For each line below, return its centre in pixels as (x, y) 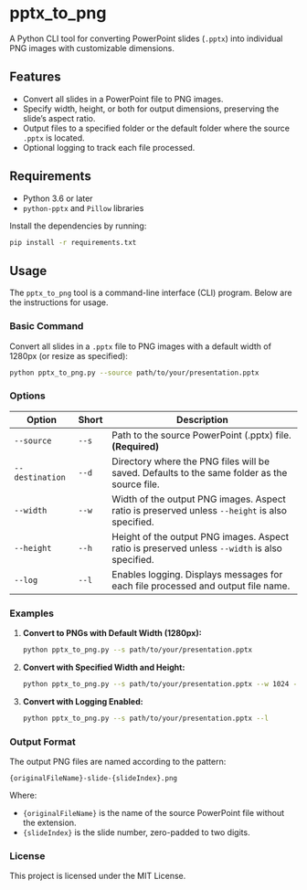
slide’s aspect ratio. (59, 118)
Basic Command (47, 326)
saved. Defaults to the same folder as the (200, 472)
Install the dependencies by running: (78, 226)
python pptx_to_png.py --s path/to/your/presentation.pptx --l (146, 718)
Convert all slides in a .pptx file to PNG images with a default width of (141, 346)
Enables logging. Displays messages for (197, 574)
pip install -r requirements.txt (73, 242)
